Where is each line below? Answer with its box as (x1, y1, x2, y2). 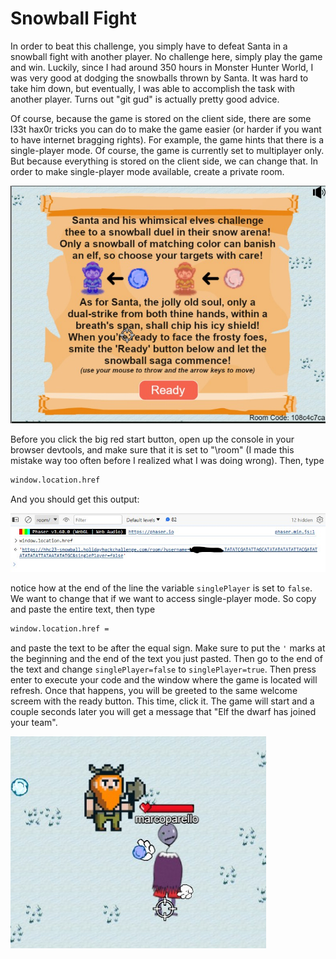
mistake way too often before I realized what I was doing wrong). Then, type (10, 454, 325, 466)
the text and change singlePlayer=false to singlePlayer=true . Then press (10, 663, 317, 675)
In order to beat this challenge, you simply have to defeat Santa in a (10, 40, 288, 52)
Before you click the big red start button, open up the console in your (10, 433, 295, 445)
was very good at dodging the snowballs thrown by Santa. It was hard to (10, 72, 309, 84)
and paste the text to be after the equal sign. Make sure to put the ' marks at (10, 642, 326, 654)
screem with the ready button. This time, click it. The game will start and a (10, 695, 315, 707)
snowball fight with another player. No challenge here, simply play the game (10, 50, 323, 62)
